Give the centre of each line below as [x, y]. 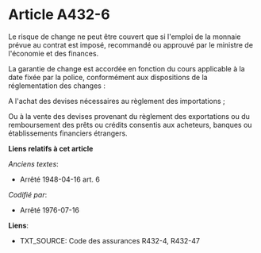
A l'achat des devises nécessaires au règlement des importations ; [117, 101]
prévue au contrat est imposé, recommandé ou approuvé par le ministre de [131, 44]
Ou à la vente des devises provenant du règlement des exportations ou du [129, 116]
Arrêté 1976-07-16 [49, 210]
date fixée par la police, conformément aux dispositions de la [108, 77]
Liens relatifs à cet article [51, 148]
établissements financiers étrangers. [68, 133]
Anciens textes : [34, 163]
